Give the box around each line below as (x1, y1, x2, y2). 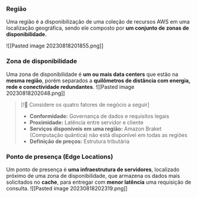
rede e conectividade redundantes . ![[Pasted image (6, 83, 135, 90)
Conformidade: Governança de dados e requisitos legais (29, 112, 170, 120)
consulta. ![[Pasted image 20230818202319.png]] (6, 184, 128, 191)
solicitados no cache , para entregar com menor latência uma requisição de (6, 178, 192, 186)
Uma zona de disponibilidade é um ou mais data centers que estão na (6, 71, 179, 78)
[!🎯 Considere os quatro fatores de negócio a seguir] (20, 101, 150, 108)
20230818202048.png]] (6, 90, 65, 97)
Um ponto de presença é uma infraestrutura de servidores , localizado (6, 165, 180, 173)
